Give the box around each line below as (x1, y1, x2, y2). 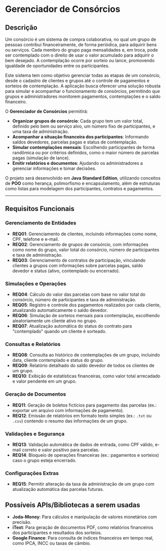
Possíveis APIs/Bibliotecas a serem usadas (5, 500, 140, 509)
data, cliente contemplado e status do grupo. (12, 357, 104, 363)
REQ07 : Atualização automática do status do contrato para (12, 323, 132, 329)
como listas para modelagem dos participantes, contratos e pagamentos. (5, 186, 154, 192)
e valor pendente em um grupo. (12, 378, 77, 384)
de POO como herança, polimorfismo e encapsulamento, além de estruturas (5, 180, 161, 186)
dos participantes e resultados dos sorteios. (12, 530, 102, 536)
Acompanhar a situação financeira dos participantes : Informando (12, 134, 149, 139)
